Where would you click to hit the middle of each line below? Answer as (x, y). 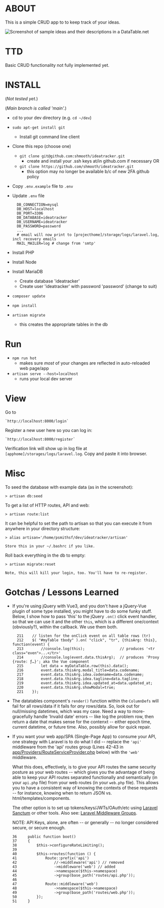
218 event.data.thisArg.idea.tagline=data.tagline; (78, 679)
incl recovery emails (34, 239)
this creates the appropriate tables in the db (64, 324)
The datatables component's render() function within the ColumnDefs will (85, 701)
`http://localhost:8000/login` (37, 421)
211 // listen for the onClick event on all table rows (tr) (84, 636)
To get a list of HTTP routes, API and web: (47, 505)
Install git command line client (49, 137)
